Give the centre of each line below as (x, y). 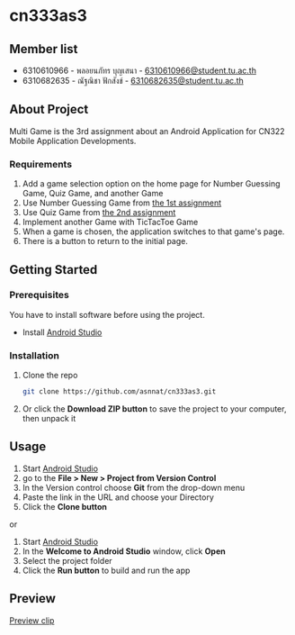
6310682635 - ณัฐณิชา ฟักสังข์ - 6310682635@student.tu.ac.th (133, 81)
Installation (35, 355)
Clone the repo (50, 376)
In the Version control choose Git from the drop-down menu (134, 487)
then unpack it (49, 418)
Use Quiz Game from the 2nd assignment (99, 213)
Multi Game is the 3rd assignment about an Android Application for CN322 (147, 131)
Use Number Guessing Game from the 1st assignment (122, 203)
